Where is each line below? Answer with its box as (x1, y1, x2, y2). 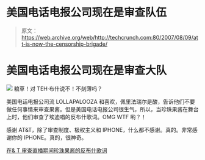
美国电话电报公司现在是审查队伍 (6, 5, 167, 20)
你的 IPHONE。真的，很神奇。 (11, 134, 87, 141)
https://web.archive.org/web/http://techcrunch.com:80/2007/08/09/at (21, 34, 198, 41)
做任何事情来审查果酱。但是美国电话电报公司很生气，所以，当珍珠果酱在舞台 (6, 105, 199, 113)
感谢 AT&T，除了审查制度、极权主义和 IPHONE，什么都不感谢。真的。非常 (6, 126, 192, 133)
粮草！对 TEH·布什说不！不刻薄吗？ (13, 85, 103, 92)
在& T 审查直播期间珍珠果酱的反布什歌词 (6, 147, 107, 154)
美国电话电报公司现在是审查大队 (6, 64, 167, 78)
